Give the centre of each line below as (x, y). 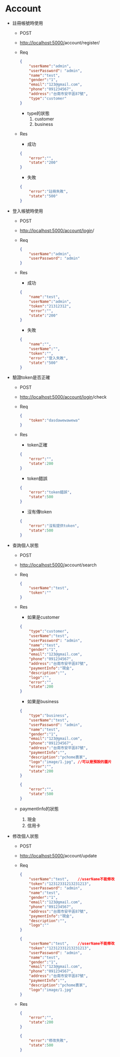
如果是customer (43, 617)
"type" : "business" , (49, 716)
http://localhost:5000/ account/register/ (60, 42)
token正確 (37, 445)
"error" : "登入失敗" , (49, 358)
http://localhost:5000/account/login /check (63, 397)
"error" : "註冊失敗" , (49, 192)
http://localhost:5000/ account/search (58, 565)
